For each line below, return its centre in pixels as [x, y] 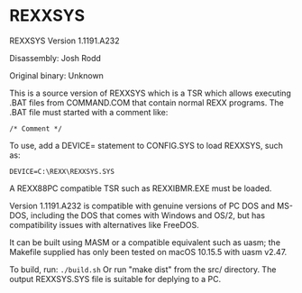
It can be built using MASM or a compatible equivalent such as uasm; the [145, 242]
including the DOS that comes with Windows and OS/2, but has [148, 215]
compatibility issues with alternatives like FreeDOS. [105, 224]
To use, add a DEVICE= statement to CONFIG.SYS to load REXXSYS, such [146, 145]
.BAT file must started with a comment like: [89, 112]
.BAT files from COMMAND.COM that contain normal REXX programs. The [146, 102]
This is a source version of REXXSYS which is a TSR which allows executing [150, 93]
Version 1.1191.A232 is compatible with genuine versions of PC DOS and [142, 206]
